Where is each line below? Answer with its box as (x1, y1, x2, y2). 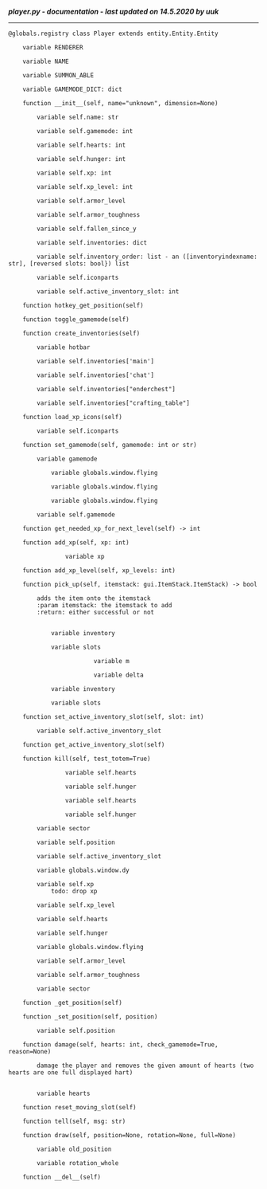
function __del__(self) (22, 1173, 102, 1181)
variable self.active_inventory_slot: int (37, 288, 180, 296)
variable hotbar (37, 343, 91, 351)
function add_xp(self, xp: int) (22, 539, 130, 547)
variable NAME (22, 57, 69, 65)
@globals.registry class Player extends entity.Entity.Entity (8, 29, 219, 37)
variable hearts (37, 1089, 91, 1097)
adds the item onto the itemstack (37, 594, 151, 602)
